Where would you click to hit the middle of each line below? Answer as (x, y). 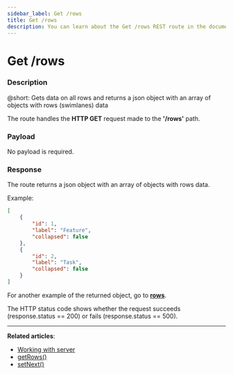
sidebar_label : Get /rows (44, 14)
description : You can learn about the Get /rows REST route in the (107, 26)
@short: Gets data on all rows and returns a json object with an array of (109, 97)
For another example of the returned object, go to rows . (87, 295)
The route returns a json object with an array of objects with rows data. (109, 185)
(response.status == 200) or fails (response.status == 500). (93, 316)
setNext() (31, 364)
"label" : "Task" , (57, 262)
